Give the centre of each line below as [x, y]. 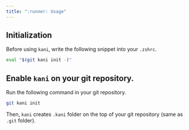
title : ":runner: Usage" [36, 11]
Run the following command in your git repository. [66, 93]
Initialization [29, 35]
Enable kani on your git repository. [70, 78]
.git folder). [21, 120]
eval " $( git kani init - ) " [39, 60]
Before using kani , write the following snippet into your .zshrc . [81, 49]
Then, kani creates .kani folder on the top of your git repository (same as [94, 114]
